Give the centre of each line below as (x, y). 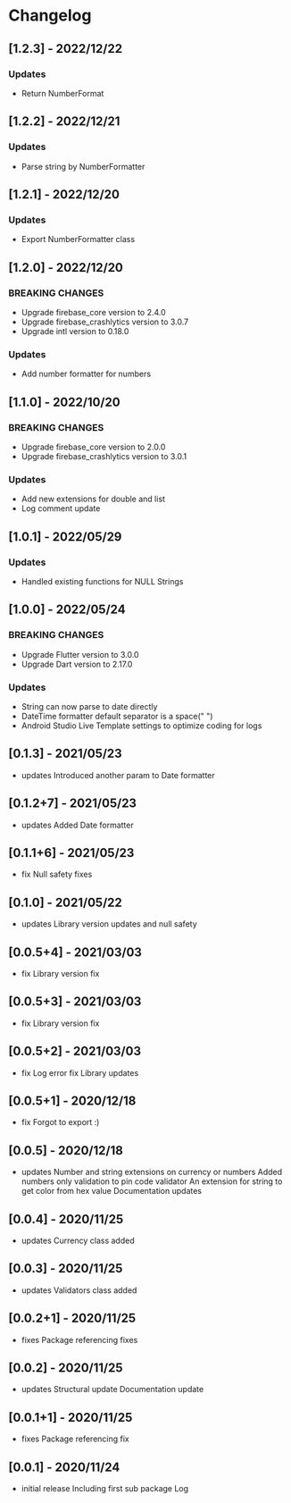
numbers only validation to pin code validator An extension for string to (152, 1181)
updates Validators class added (79, 1290)
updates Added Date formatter (78, 825)
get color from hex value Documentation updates (112, 1191)
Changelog (50, 16)
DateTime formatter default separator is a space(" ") (117, 716)
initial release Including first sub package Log (105, 1489)
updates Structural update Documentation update (112, 1390)
